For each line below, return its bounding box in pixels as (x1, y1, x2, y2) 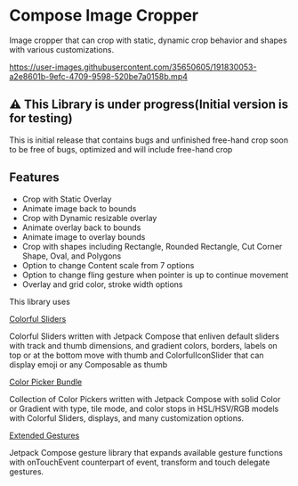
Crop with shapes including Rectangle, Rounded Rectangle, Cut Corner (21, 241, 283, 251)
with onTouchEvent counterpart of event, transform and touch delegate (9, 457, 270, 467)
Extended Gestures (9, 430, 80, 441)
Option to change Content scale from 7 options (21, 259, 195, 270)
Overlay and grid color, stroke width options (21, 278, 183, 290)
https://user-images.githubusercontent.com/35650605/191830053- (9, 62, 257, 72)
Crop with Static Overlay (21, 194, 112, 204)
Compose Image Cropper (9, 5, 198, 26)
